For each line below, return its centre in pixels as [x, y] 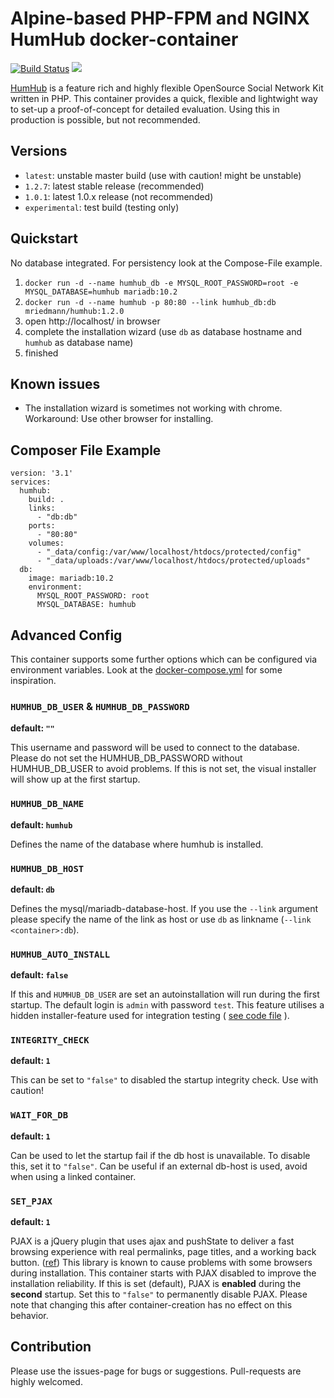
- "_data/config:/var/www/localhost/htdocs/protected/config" [169, 552]
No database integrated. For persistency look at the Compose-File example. [166, 263]
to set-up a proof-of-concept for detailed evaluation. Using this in [145, 109]
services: [31, 482]
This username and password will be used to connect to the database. [155, 748]
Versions [39, 151]
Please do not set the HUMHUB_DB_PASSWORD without [126, 758]
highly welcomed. [46, 1381]
